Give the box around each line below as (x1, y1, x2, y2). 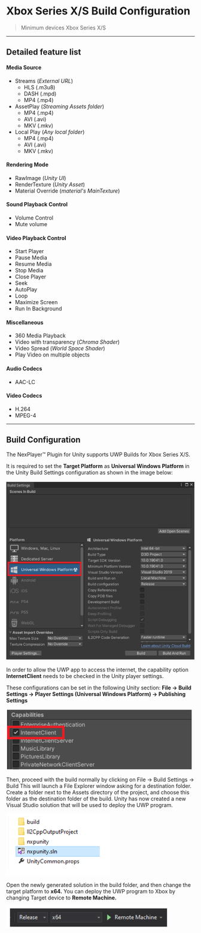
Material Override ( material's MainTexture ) (14, 187, 120, 194)
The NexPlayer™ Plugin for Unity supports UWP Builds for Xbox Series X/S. (6, 451, 190, 458)
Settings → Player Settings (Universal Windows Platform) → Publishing (6, 690, 186, 697)
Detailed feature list (6, 47, 81, 58)
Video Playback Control (6, 234, 66, 241)
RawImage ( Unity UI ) (14, 174, 66, 181)
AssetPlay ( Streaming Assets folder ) (14, 103, 105, 110)
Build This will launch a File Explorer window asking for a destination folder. (6, 782, 192, 790)
